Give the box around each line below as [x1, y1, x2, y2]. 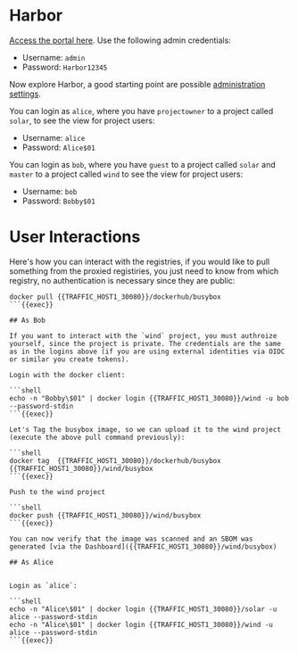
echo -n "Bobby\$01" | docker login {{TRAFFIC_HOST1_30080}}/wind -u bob [9, 393, 290, 402]
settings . [9, 88, 42, 99]
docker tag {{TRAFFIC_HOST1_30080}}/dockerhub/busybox [9, 456, 221, 465]
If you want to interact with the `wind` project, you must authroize [9, 331, 277, 340]
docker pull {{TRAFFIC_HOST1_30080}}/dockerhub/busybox [9, 292, 221, 302]
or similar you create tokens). [9, 354, 129, 364]
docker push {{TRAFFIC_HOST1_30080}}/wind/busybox [9, 510, 202, 520]
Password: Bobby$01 [21, 195, 95, 206]
